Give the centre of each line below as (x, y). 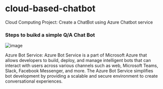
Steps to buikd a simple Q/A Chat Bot (50, 35)
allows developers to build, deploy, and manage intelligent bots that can (78, 60)
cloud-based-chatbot (50, 9)
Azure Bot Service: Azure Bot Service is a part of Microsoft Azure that (76, 55)
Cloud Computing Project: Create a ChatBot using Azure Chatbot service (79, 22)
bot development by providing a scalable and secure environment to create (81, 76)
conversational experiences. (34, 81)
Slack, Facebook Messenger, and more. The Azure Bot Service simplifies (79, 71)
